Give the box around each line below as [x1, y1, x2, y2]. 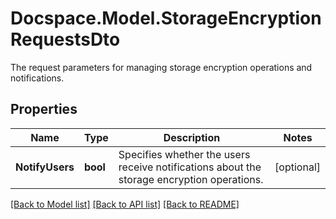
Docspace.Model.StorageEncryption [10, 7, 322, 30]
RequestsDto [10, 28, 121, 51]
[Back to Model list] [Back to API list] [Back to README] [10, 198, 240, 210]
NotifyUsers [15, 160, 75, 174]
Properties [10, 101, 78, 118]
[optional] [274, 160, 321, 174]
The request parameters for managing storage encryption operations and [10, 61, 313, 73]
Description [163, 130, 221, 144]
